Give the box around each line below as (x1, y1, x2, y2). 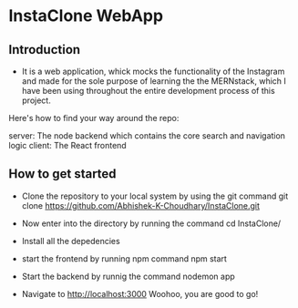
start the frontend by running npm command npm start (21, 252, 227, 264)
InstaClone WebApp (8, 5, 164, 26)
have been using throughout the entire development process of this (21, 86, 275, 96)
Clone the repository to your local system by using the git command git (21, 190, 289, 201)
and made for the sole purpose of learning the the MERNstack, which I (21, 76, 286, 87)
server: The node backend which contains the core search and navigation (8, 130, 286, 141)
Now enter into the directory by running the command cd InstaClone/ (21, 218, 282, 229)
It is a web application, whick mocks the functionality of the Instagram (21, 66, 285, 77)
